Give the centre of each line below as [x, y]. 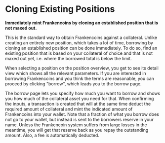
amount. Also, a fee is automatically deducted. [52, 135]
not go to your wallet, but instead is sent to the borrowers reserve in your [80, 119]
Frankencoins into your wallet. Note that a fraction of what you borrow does [82, 114]
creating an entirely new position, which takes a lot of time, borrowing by [79, 42]
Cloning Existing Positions [60, 9]
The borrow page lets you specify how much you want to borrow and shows [83, 93]
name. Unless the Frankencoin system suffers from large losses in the [76, 125]
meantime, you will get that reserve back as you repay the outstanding [77, 130]
